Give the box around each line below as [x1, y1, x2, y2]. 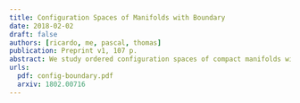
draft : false [9, 30, 58, 39]
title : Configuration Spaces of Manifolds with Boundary [9, 13, 226, 22]
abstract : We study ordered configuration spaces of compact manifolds [9, 55, 281, 64]
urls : [9, 64, 29, 73]
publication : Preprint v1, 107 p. [9, 47, 138, 56]
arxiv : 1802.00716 [17, 80, 87, 89]
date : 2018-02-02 [9, 21, 74, 30]
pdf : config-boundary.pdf [17, 72, 114, 81]
